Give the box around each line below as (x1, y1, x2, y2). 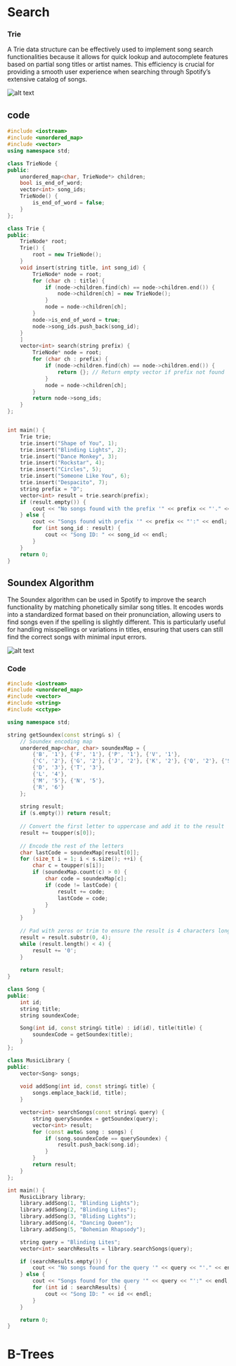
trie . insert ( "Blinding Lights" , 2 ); (20, 446, 128, 453)
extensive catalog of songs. (7, 75, 88, 84)
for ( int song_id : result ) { (32, 525, 121, 532)
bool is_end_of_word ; (20, 180, 83, 187)
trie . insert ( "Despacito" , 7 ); (20, 479, 109, 486)
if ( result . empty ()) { (20, 498, 86, 506)
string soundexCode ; (20, 1012, 80, 1019)
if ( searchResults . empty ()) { (20, 1258, 109, 1265)
